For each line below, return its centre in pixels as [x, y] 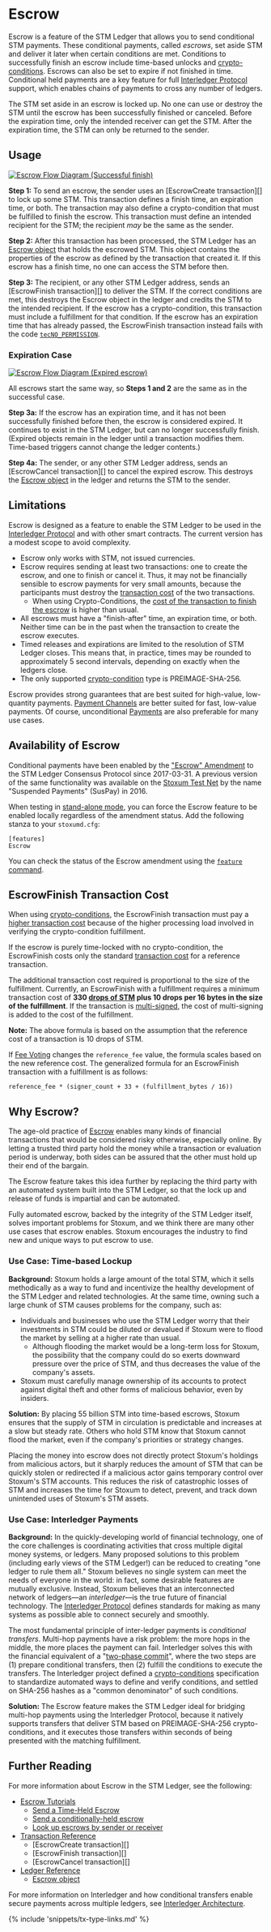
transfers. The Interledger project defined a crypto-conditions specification [134, 1673]
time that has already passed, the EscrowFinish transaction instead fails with [135, 325]
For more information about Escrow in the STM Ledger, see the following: [130, 1785]
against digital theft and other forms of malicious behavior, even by [131, 1389]
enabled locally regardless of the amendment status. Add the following [126, 815]
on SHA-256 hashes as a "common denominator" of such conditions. [123, 1690]
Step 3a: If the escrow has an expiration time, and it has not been [117, 413]
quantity [22, 703]
